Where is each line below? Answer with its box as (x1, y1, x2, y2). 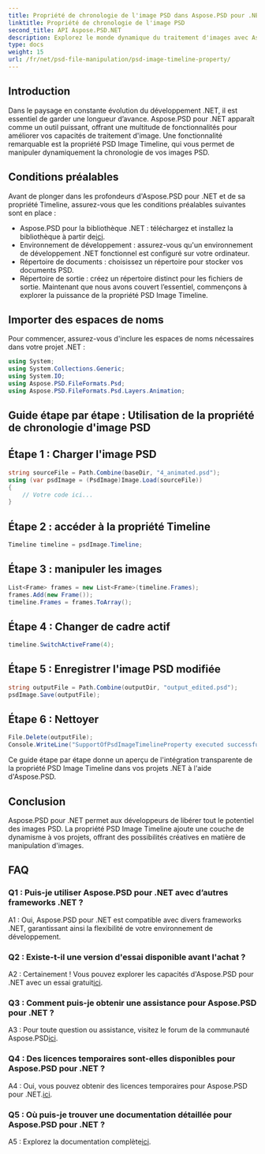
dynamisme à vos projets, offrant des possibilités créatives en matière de (8, 832, 246, 842)
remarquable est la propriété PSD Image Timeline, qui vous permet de (8, 139, 235, 148)
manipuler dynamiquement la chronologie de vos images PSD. (8, 147, 211, 157)
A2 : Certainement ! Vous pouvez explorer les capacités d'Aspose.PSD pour (8, 970, 254, 978)
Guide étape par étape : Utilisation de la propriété (8, 409, 255, 423)
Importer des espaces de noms (8, 313, 164, 326)
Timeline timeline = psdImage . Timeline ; (8, 541, 144, 549)
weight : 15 (8, 48, 44, 56)
